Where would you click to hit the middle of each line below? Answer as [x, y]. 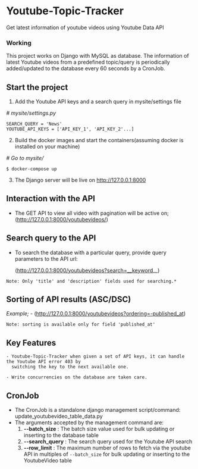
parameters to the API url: [46, 259]
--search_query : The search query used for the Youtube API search [108, 442]
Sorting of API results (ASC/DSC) [69, 300]
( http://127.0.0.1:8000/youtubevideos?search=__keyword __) [87, 270]
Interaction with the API [51, 198]
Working [19, 43]
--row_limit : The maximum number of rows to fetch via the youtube [107, 448]
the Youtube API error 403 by [44, 362]
